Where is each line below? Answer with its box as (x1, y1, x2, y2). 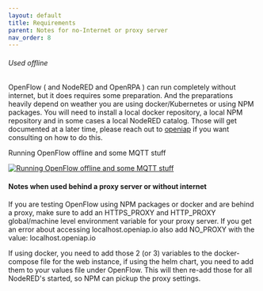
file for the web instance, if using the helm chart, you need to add (40, 256, 253, 266)
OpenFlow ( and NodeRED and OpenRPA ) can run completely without (8, 82, 236, 92)
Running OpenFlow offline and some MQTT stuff (8, 148, 166, 158)
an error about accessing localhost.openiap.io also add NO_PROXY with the (8, 225, 255, 234)
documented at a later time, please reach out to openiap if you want (8, 124, 230, 134)
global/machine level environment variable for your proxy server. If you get (8, 216, 252, 225)
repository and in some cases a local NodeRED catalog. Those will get (8, 116, 238, 126)
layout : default (8, 11, 62, 20)
